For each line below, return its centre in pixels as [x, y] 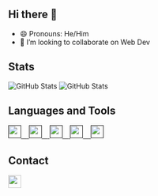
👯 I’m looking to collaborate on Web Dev [85, 42]
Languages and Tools [62, 111]
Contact [28, 160]
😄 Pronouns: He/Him [54, 33]
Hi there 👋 [33, 15]
